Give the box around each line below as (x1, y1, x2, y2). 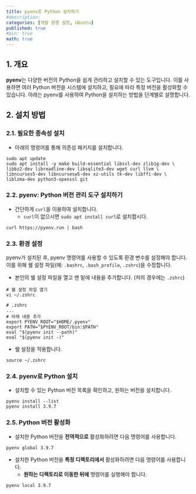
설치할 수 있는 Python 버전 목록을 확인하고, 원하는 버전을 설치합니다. (14, 386, 172, 394)
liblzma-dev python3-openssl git (6, 176, 88, 182)
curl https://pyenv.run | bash (6, 225, 83, 230)
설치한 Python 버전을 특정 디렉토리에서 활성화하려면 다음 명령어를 (14, 456, 166, 463)
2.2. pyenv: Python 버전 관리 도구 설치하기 (6, 191, 123, 199)
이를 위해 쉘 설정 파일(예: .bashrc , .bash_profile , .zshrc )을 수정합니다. (6, 261, 172, 269)
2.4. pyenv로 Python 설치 (6, 372, 78, 381)
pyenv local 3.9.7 (6, 482, 51, 488)
